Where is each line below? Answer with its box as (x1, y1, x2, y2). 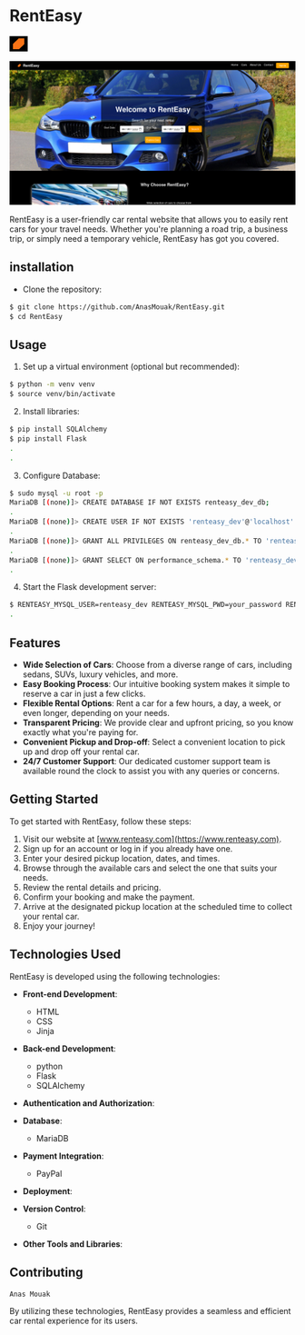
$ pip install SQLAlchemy (9, 424, 107, 434)
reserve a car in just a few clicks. (22, 688, 146, 699)
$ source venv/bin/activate (9, 390, 116, 399)
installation (9, 260, 74, 275)
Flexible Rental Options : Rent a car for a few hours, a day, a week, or (22, 697, 281, 709)
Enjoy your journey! (22, 920, 95, 932)
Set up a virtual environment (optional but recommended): (22, 361, 241, 373)
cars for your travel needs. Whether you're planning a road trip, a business (9, 224, 289, 234)
